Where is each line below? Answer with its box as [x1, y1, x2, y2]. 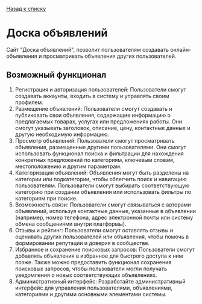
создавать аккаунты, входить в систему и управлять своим [14, 92, 169, 99]
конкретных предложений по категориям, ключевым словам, [14, 156, 175, 163]
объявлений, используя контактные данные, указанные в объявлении [14, 207, 197, 214]
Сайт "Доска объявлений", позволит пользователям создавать [6, 46, 169, 53]
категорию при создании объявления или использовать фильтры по [14, 188, 192, 195]
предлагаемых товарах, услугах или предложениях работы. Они [14, 117, 183, 125]
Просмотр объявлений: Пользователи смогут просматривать [14, 137, 175, 144]
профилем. [14, 99, 43, 106]
